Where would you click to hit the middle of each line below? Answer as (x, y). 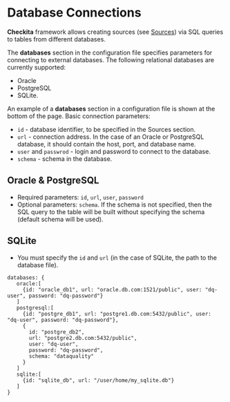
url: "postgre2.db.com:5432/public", (83, 338)
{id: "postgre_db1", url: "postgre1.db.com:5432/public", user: (117, 314)
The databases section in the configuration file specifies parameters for (110, 52)
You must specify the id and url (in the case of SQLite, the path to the (117, 258)
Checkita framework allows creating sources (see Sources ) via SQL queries (115, 32)
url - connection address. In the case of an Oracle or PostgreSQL (111, 137)
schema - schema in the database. (65, 159)
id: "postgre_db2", (57, 332)
